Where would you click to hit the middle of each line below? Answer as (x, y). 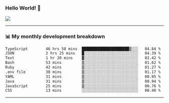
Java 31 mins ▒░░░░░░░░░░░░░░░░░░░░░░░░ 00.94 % (83, 81)
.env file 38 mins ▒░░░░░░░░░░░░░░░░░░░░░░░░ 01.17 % (83, 72)
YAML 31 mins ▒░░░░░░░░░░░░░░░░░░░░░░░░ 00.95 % (83, 76)
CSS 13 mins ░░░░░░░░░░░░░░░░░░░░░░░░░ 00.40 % (83, 90)
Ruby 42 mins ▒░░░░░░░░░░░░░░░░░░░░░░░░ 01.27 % (83, 67)
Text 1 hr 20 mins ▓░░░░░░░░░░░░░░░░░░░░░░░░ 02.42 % (83, 58)
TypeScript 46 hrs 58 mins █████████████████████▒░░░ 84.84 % (83, 49)
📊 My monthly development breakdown (55, 36)
